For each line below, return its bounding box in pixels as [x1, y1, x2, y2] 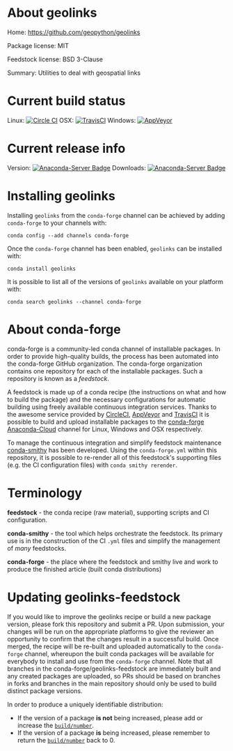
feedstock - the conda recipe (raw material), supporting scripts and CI [7, 508, 210, 516]
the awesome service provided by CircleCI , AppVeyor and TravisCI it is [7, 410, 210, 418]
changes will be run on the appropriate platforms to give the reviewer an [7, 627, 214, 636]
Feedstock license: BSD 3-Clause [7, 54, 103, 64]
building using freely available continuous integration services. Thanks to [7, 403, 217, 411]
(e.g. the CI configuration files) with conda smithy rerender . [7, 461, 177, 469]
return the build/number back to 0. [17, 736, 115, 744]
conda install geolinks [7, 265, 77, 272]
